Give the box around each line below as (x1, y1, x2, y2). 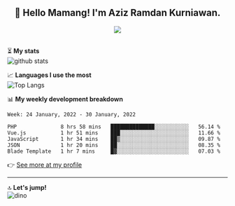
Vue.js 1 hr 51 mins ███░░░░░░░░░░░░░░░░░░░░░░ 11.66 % (7, 129, 220, 137)
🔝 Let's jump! (7, 183, 47, 191)
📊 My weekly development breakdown (7, 95, 124, 103)
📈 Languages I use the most (7, 71, 92, 79)
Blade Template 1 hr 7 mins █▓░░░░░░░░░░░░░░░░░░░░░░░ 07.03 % (7, 148, 220, 155)
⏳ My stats (7, 46, 40, 55)
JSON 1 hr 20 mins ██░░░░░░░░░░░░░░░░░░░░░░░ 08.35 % (7, 142, 220, 149)
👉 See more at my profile (7, 160, 83, 169)
